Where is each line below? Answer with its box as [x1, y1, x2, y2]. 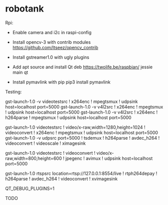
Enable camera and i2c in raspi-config [12, 29, 92, 35]
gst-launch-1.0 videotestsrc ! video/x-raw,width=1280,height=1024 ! [5, 124, 145, 130]
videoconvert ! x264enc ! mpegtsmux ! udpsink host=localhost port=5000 [5, 129, 158, 136]
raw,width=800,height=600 [5, 155, 62, 161]
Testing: [5, 88, 22, 94]
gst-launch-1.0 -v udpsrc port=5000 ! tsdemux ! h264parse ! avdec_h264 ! [5, 135, 160, 141]
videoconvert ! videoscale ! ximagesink [5, 140, 86, 146]
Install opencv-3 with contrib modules [12, 39, 91, 45]
